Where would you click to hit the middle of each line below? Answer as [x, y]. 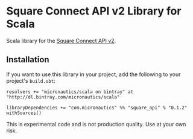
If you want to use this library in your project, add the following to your [93, 74]
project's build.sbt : [31, 80]
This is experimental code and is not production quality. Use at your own [96, 124]
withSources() [24, 113]
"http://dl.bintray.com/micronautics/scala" [63, 97]
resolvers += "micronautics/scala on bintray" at [70, 92]
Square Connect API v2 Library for [94, 11]
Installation [28, 60]
